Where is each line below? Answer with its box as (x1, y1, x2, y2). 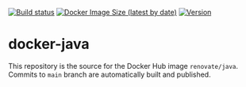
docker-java (8, 36, 90, 53)
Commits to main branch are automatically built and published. (8, 70, 212, 79)
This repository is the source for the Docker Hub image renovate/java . (8, 61, 239, 70)
